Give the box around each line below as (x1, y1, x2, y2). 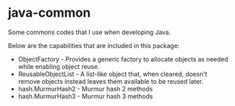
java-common (8, 5, 91, 21)
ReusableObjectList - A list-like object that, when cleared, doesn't (17, 70, 208, 78)
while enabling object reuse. (17, 62, 100, 70)
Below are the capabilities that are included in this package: (8, 41, 180, 50)
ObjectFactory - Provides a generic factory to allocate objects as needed (17, 54, 229, 63)
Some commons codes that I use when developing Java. (8, 28, 171, 36)
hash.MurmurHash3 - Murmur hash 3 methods (17, 92, 153, 100)
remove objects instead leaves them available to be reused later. (17, 77, 204, 85)
